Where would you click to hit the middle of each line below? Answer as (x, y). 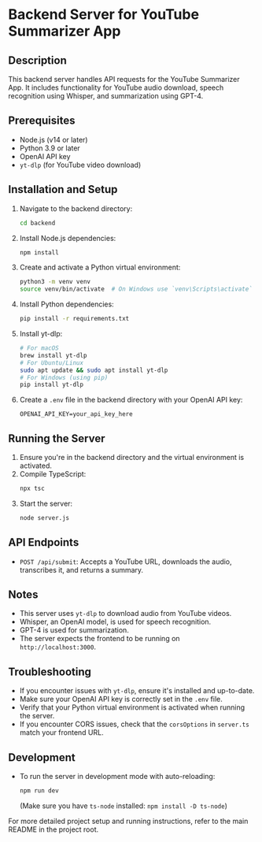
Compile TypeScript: (53, 474)
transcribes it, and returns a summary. (81, 569)
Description (37, 60)
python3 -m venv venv (55, 282)
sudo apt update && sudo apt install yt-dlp (94, 370)
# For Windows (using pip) (64, 377)
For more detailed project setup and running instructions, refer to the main (128, 821)
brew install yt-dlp (53, 355)
